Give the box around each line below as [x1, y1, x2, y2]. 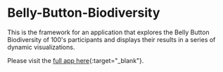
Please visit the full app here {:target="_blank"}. [7, 56, 144, 64]
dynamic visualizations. [7, 43, 75, 51]
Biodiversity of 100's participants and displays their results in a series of [7, 35, 216, 43]
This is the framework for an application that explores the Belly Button [7, 28, 210, 36]
